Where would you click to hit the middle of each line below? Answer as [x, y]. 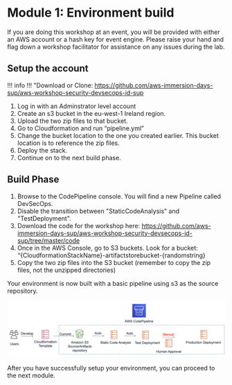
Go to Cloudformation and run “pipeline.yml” [80, 128]
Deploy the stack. [42, 150]
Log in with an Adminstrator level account [77, 106]
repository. [23, 291]
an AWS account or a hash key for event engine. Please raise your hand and [115, 39]
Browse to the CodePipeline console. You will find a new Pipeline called [119, 196]
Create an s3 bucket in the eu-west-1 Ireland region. [91, 113]
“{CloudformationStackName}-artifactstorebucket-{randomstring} [111, 255]
